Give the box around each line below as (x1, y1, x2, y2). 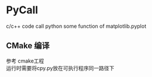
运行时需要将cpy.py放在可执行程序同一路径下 (6, 64, 115, 71)
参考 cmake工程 (6, 57, 44, 64)
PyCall (6, 3, 39, 17)
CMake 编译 (6, 41, 50, 51)
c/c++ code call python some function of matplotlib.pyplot (6, 23, 147, 30)
